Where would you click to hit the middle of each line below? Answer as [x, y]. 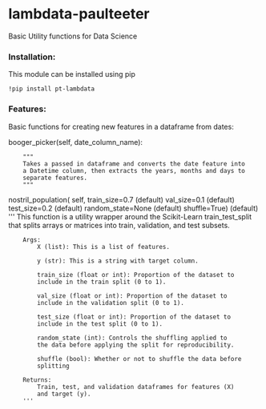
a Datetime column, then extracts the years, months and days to [134, 170]
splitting [53, 366]
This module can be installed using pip [72, 74]
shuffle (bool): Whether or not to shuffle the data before [139, 359]
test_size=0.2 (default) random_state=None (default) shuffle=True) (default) [133, 208]
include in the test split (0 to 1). [100, 324]
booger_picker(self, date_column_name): [75, 142]
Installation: [32, 57]
